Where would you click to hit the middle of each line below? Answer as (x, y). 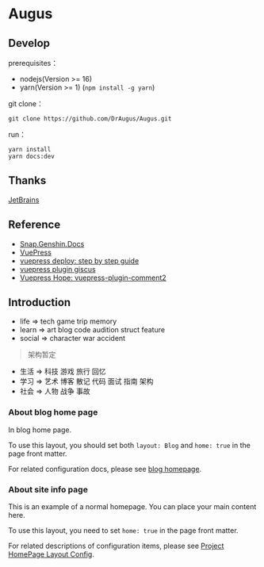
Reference (34, 225)
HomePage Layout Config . (52, 554)
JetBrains (24, 200)
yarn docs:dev (32, 156)
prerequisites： (33, 63)
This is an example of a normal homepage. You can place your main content (132, 507)
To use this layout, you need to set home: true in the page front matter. (124, 531)
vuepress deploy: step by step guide (79, 261)
